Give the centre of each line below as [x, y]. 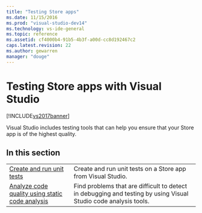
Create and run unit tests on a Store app [130, 169]
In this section [33, 153]
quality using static [36, 194]
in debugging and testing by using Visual [131, 194]
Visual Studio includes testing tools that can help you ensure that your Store [100, 128]
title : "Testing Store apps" [43, 12]
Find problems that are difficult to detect [130, 186]
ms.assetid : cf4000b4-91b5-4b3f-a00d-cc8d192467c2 [71, 40]
